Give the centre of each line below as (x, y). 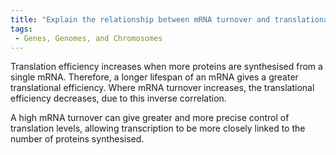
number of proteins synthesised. (77, 139)
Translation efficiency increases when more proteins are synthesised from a (166, 67)
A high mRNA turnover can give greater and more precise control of (150, 118)
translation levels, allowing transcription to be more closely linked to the (158, 128)
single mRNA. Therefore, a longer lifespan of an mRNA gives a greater (154, 77)
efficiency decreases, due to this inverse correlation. (118, 98)
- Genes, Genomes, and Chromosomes (88, 38)
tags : (21, 29)
